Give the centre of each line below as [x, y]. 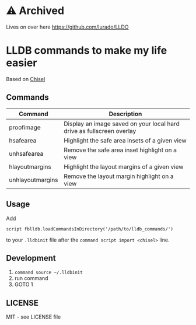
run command [31, 278]
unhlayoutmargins [34, 180]
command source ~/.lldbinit [48, 272]
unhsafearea [26, 153]
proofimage [25, 127]
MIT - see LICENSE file [34, 317]
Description [125, 114]
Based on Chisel [26, 79]
